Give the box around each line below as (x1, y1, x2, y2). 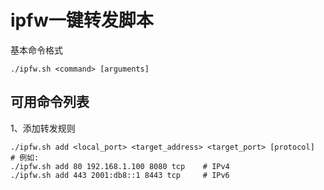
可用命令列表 (10, 94, 90, 111)
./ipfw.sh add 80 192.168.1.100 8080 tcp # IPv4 (10, 161, 230, 171)
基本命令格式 (10, 44, 63, 56)
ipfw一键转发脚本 (10, 9, 154, 32)
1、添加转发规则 (10, 122, 76, 134)
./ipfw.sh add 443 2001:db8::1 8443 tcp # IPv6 (10, 170, 230, 180)
